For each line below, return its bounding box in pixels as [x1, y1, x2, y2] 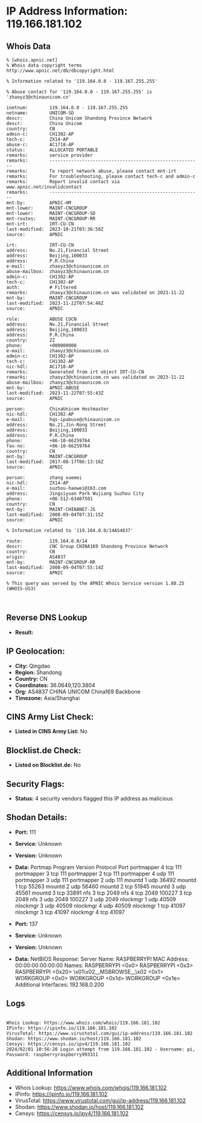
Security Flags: [6, 779, 65, 789]
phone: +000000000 [6, 343, 77, 349]
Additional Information [6, 1068, 93, 1078]
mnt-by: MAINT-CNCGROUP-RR [6, 559, 96, 565]
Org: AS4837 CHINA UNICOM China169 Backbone [14, 687, 140, 695]
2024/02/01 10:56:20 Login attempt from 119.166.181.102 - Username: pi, [6, 1046, 196, 1052]
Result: [14, 628, 34, 636]
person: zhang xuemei [6, 475, 83, 481]
